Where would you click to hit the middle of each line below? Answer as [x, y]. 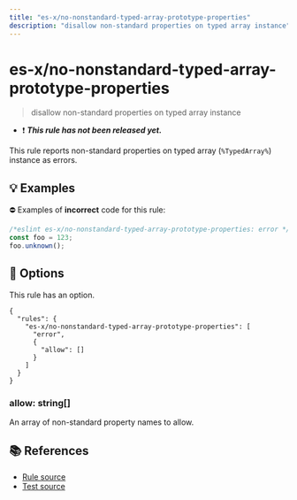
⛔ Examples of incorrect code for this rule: [88, 210]
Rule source [44, 477]
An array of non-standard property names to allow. [102, 422]
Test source [44, 486]
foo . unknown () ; [37, 246]
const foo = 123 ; [41, 238]
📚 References [49, 451]
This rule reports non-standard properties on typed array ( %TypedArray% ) [141, 150]
